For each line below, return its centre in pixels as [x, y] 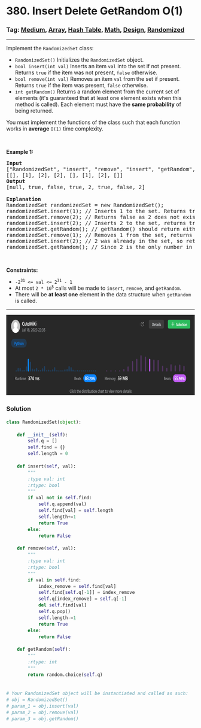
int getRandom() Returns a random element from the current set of [97, 92]
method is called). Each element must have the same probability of [98, 104]
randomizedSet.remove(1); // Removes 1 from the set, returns [99, 235]
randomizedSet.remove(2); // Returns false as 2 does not [93, 217]
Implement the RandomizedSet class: [50, 48]
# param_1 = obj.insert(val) [42, 706]
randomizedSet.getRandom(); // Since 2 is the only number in [99, 247]
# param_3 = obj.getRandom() [42, 719]
